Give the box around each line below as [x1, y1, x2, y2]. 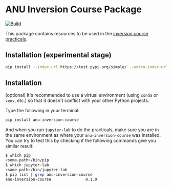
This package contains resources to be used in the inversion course [5, 30, 148, 36]
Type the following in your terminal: [5, 108, 80, 114]
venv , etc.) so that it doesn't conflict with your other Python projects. [5, 97, 149, 104]
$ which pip [5, 153, 31, 158]
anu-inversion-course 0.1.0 [5, 177, 97, 182]
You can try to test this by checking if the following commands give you [5, 137, 156, 144]
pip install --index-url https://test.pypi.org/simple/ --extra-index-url [5, 64, 168, 70]
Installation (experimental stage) [5, 51, 112, 59]
